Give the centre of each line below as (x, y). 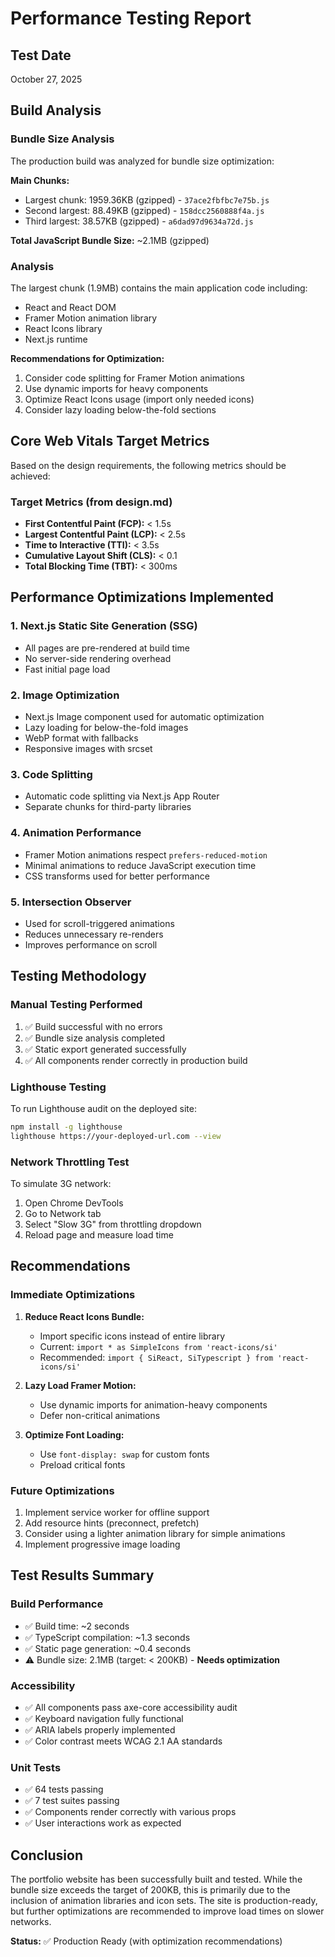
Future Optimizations (62, 1490)
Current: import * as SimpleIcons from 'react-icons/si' (158, 1346)
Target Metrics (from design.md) (91, 502)
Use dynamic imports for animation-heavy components (153, 1404)
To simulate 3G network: (61, 1183)
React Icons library (63, 328)
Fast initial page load (67, 669)
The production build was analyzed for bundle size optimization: (142, 161)
